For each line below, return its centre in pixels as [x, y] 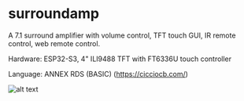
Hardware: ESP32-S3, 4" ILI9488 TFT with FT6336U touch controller [120, 59]
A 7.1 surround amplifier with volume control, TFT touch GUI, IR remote [122, 35]
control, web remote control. [54, 43]
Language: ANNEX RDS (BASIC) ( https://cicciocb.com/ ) [98, 74]
